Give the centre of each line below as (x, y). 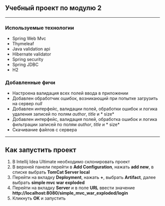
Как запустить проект (41, 150)
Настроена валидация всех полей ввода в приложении (70, 93)
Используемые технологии (40, 28)
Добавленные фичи (30, 83)
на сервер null (27, 104)
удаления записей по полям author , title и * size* (63, 114)
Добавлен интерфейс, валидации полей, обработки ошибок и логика (85, 109)
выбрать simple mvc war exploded (48, 183)
